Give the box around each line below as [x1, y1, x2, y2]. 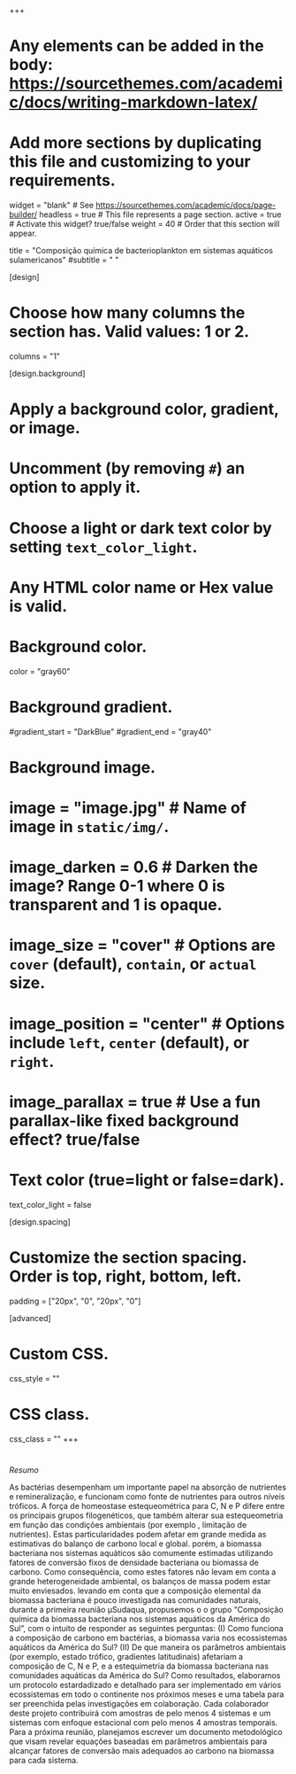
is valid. [9, 595, 68, 616]
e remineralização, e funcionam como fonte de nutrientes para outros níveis [9, 1490, 285, 1502]
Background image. [9, 757, 156, 777]
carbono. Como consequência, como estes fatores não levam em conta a [9, 1566, 277, 1577]
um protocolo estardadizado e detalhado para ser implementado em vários [9, 1679, 282, 1690]
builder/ [9, 209, 38, 220]
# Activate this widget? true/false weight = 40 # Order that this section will [9, 219, 280, 230]
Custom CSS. [9, 1343, 109, 1364]
